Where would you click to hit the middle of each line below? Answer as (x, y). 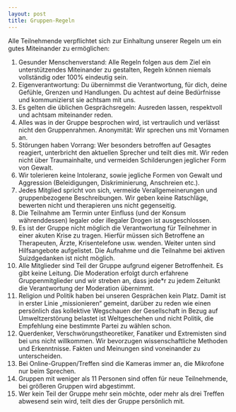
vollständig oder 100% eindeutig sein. (73, 77)
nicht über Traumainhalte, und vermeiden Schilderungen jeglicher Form (122, 160)
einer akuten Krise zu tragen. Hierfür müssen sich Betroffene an (111, 235)
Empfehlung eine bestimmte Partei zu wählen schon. (95, 325)
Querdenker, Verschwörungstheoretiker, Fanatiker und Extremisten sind (122, 333)
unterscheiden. (40, 356)
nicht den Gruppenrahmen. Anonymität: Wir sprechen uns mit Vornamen (123, 130)
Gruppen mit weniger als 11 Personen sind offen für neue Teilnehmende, (123, 378)
